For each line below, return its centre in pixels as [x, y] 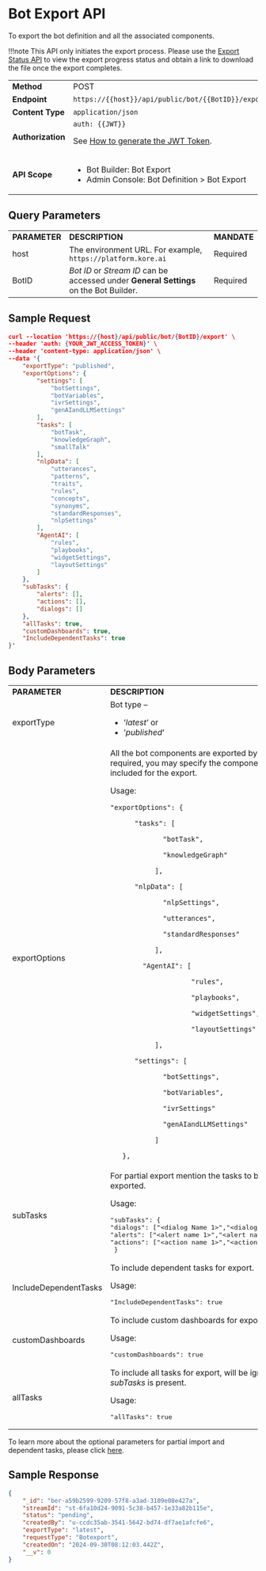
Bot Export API [57, 14]
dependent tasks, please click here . [66, 1450]
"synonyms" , [70, 506]
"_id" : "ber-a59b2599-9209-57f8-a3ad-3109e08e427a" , [111, 1501]
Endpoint [30, 99]
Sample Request [49, 319]
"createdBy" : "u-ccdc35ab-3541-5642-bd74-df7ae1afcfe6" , [118, 1523]
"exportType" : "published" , [68, 366]
